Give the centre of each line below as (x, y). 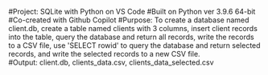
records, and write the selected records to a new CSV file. (104, 54)
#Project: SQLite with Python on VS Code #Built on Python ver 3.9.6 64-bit (132, 12)
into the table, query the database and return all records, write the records (132, 37)
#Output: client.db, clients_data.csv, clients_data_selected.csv (111, 62)
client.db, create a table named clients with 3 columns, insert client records (133, 28)
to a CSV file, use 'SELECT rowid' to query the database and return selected (134, 45)
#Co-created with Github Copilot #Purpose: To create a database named (129, 20)
